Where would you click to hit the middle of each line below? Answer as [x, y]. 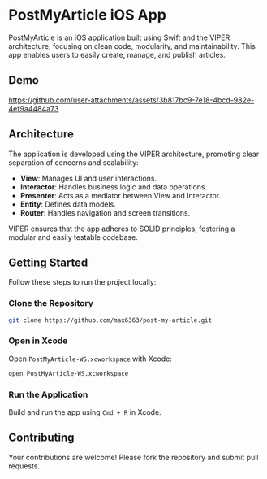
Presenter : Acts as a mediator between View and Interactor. [121, 195]
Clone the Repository [51, 303]
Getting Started [48, 262]
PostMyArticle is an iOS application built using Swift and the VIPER [119, 37]
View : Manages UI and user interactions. [88, 178]
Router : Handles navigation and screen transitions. [105, 212]
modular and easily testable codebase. [73, 237]
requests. [24, 466]
